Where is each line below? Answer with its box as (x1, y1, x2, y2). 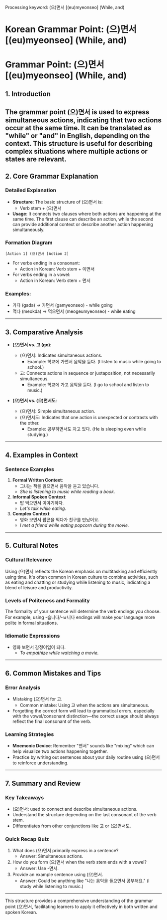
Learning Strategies (5, 730, 54, 737)
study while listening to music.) (19, 884, 83, 890)
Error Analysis (5, 684, 41, 691)
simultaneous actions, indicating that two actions (5, 116, 162, 125)
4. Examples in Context (5, 451, 79, 459)
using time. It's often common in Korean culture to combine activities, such (5, 574, 159, 580)
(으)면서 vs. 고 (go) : (12, 342, 52, 348)
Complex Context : (12, 510, 51, 516)
